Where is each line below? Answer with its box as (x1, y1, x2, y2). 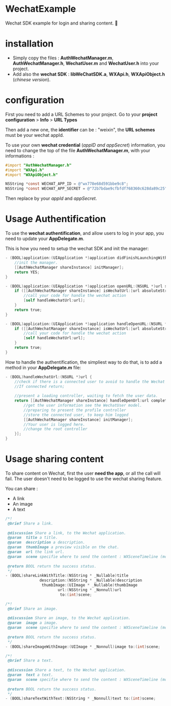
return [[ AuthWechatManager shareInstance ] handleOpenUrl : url (14, 398, 149, 404)
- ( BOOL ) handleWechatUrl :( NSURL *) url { (5, 374, 93, 380)
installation (5, 38, 54, 50)
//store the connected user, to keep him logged (23, 412, 129, 417)
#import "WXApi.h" (5, 167, 44, 173)
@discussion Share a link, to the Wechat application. (7, 530, 126, 535)
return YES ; (14, 269, 40, 275)
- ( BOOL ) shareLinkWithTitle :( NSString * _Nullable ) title (5, 573, 129, 578)
